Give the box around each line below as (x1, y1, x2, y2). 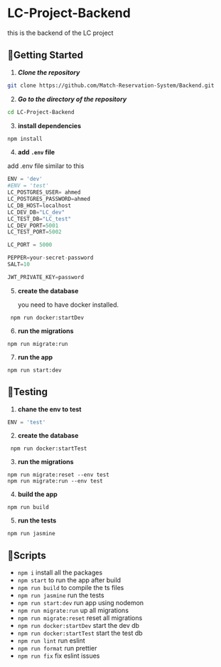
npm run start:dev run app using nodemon (17, 599, 144, 607)
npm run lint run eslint (17, 636, 85, 645)
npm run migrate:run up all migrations (17, 606, 129, 615)
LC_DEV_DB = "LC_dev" (7, 209, 65, 216)
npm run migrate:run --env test (7, 478, 103, 485)
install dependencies (17, 121, 82, 130)
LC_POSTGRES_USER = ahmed (7, 189, 81, 196)
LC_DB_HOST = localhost (7, 201, 72, 209)
